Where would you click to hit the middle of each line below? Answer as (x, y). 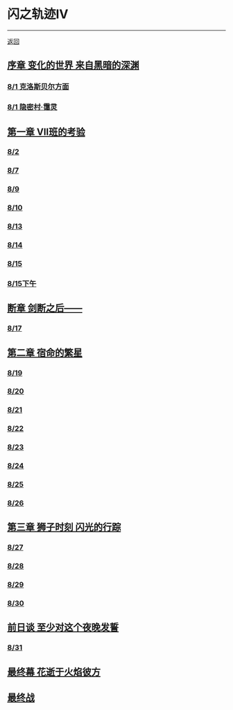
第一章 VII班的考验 (46, 132)
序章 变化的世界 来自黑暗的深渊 (73, 66)
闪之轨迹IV (38, 14)
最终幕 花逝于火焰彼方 (54, 671)
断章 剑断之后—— (45, 308)
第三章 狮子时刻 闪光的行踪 (64, 527)
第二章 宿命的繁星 (45, 352)
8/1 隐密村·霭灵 (32, 107)
